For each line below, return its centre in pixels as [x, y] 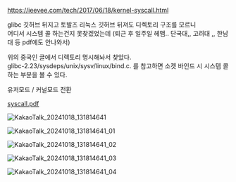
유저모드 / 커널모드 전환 [39, 90]
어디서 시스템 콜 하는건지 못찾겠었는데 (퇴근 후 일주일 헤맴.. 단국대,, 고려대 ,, [111, 33]
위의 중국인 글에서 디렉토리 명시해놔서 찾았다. [69, 57]
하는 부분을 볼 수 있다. [37, 74]
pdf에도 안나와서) [46, 42]
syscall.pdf [23, 104]
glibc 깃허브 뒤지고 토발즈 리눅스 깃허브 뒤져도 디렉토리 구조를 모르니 [102, 25]
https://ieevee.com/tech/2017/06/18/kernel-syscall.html [88, 10]
